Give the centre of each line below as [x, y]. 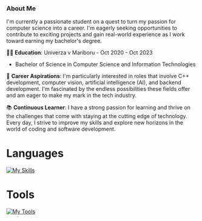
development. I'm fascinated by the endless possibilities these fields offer [98, 89]
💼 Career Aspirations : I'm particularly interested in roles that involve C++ [98, 76]
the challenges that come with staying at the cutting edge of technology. [97, 116]
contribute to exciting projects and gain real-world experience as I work [96, 35]
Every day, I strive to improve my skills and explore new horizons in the [95, 123]
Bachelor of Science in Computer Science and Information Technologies [105, 64]
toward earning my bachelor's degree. [54, 41]
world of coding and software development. [61, 129]
